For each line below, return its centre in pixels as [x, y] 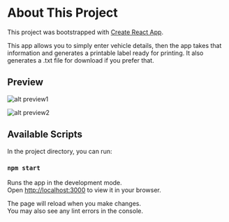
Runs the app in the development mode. [65, 182]
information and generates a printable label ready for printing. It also [105, 53]
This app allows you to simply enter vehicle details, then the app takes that [114, 45]
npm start [24, 168]
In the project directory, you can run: [60, 151]
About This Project [63, 13]
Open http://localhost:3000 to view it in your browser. [84, 190]
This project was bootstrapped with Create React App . [86, 32]
